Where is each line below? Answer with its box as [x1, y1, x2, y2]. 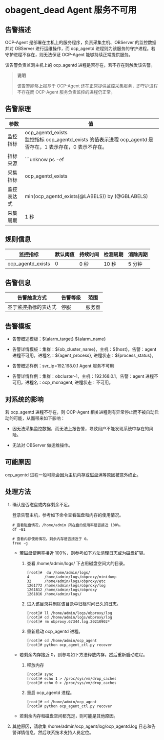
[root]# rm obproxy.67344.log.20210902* [26, 619, 110, 624]
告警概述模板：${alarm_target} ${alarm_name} [12, 336, 106, 342]
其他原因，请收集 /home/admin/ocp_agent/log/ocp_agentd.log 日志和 [12, 723, 152, 729]
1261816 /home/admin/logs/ [26, 592, 82, 596]
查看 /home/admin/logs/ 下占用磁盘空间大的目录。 [26, 560, 128, 566]
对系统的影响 [5, 395, 44, 403]
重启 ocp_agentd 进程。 [26, 690, 75, 695]
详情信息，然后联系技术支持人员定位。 [16, 729, 94, 735]
